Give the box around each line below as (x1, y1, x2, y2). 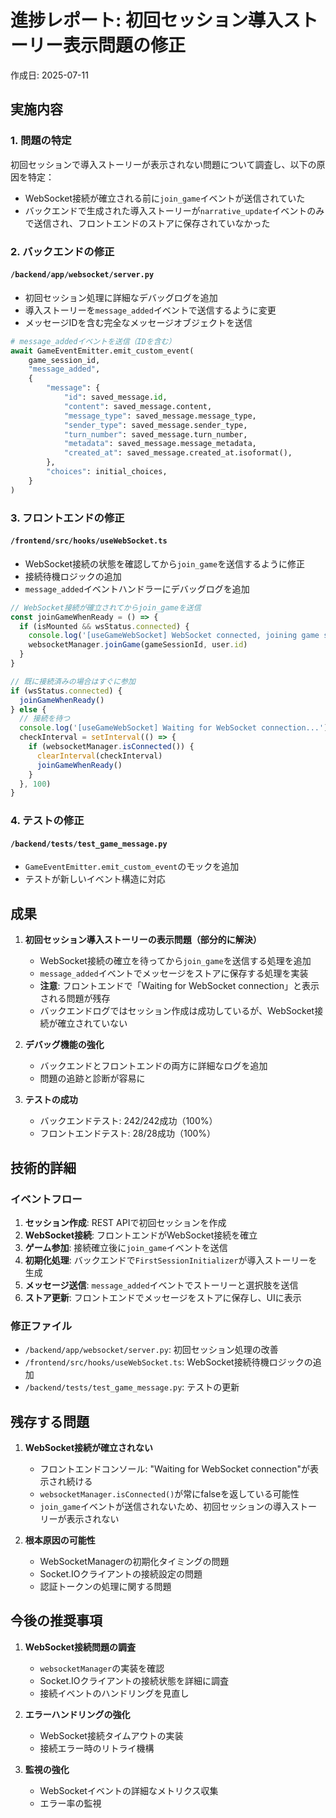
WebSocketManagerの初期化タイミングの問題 (39, 1555, 230, 1567)
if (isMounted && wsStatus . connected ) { (19, 621, 190, 631)
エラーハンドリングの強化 (24, 1708, 131, 1720)
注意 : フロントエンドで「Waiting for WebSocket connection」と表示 (39, 980, 320, 992)
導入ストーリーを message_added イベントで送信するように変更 (24, 304, 277, 316)
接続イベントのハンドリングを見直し (39, 1687, 190, 1699)
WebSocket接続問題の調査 (24, 1641, 137, 1653)
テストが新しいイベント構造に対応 (24, 873, 166, 885)
